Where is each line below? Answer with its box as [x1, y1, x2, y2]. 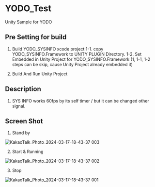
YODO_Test [5, 3, 52, 14]
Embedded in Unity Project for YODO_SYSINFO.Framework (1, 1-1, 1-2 [12, 56, 151, 62]
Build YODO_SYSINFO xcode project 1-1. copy [12, 46, 104, 51]
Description [5, 85, 41, 93]
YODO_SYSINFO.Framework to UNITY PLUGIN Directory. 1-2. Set [12, 51, 142, 57]
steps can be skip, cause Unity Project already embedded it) [12, 61, 133, 67]
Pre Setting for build [5, 33, 67, 41]
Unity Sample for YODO [5, 19, 52, 25]
